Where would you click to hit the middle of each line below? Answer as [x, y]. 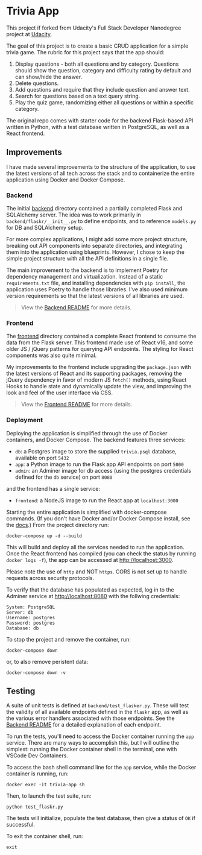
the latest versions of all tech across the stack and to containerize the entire [100, 173]
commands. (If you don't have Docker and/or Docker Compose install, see [98, 518]
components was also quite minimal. [52, 355]
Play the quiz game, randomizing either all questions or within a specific [104, 102]
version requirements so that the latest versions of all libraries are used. [95, 296]
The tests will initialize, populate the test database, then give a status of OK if [101, 818]
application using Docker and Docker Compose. [66, 180]
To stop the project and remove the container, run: [69, 639]
